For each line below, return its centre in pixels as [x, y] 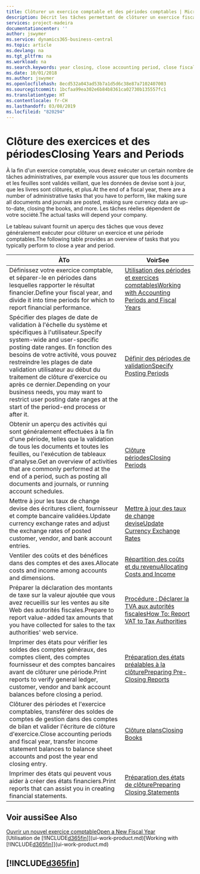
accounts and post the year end [54, 756]
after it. [19, 415]
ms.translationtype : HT [36, 95]
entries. [20, 546]
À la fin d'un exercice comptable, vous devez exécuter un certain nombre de [100, 170]
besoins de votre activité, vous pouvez [63, 355]
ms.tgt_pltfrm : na [29, 56]
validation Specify [149, 366]
